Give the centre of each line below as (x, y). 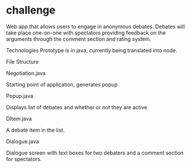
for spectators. (24, 159)
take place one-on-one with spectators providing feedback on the (86, 32)
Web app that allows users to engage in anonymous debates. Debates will (95, 26)
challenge (31, 10)
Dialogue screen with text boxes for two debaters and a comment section (95, 153)
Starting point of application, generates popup (62, 84)
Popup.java (20, 96)
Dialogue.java (23, 141)
